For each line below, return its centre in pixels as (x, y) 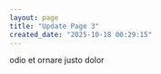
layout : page (34, 18)
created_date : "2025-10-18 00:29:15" (81, 34)
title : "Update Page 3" (55, 26)
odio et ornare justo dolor (57, 60)
